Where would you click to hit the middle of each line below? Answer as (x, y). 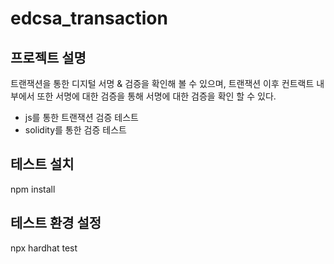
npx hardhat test (44, 248)
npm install (33, 189)
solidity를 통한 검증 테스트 (75, 130)
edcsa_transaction (89, 18)
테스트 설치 (42, 164)
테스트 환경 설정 (56, 223)
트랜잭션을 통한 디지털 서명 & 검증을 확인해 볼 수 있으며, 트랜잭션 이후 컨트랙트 (162, 83)
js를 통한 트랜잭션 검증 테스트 (81, 117)
